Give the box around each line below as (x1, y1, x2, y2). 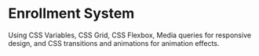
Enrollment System (8, 5, 135, 23)
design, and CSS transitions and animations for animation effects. (8, 38, 220, 47)
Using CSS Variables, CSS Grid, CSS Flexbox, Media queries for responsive (8, 30, 252, 40)
